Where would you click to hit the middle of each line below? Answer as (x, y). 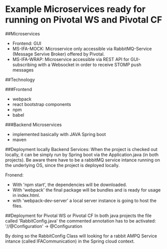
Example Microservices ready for (76, 9)
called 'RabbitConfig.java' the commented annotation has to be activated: (81, 220)
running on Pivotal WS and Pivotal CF (84, 20)
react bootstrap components (42, 104)
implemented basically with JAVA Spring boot (59, 134)
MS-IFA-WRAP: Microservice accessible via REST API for (71, 59)
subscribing (25, 64)
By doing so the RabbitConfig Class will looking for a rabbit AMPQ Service (81, 235)
